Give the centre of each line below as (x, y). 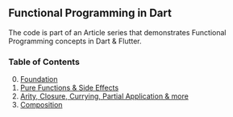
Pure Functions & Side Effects (69, 88)
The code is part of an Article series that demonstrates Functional (117, 32)
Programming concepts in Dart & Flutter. (75, 41)
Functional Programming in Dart (90, 13)
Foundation (39, 79)
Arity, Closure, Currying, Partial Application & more (104, 96)
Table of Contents (44, 62)
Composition (41, 105)
